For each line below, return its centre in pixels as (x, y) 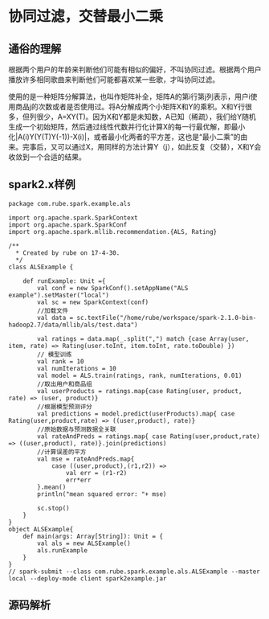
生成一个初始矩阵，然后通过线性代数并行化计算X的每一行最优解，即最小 (127, 127)
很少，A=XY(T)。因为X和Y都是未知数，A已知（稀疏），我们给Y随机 (146, 117)
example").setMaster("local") (59, 295)
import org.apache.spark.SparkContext (73, 218)
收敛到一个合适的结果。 (47, 157)
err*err (78, 480)
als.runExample (63, 550)
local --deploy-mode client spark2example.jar (88, 578)
